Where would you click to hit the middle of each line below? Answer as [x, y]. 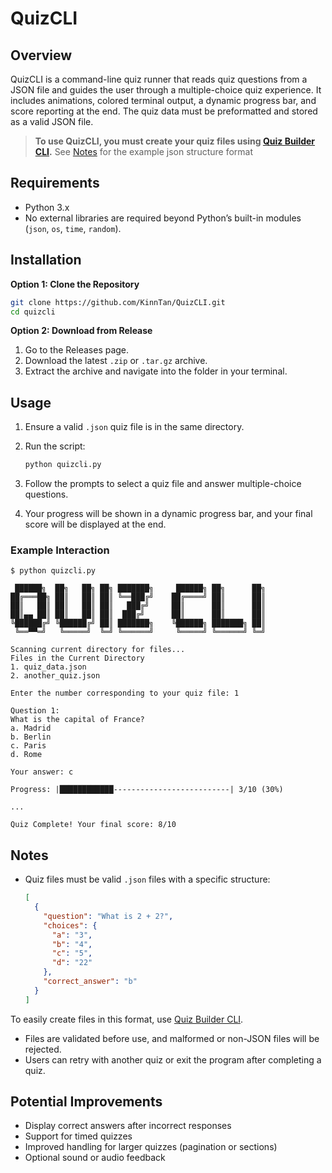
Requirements [55, 183]
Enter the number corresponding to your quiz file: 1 [125, 693]
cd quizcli [33, 312]
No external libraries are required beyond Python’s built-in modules [163, 218]
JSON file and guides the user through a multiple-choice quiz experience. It [166, 90]
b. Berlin [31, 737]
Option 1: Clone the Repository [75, 284]
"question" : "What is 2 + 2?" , [108, 916]
